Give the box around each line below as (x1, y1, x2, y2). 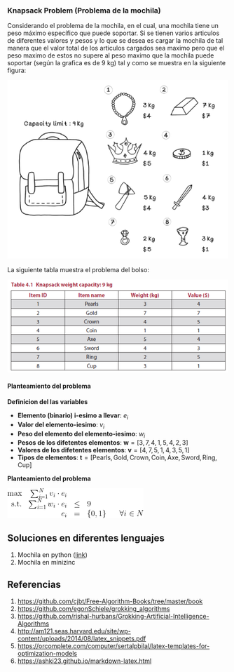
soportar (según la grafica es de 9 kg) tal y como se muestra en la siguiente (7, 59, 226, 67)
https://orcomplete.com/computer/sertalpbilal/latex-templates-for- (17, 642, 210, 650)
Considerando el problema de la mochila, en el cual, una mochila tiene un (7, 22, 219, 30)
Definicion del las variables (7, 398, 88, 406)
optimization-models (17, 650, 78, 658)
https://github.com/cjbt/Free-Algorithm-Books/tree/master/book (17, 597, 203, 605)
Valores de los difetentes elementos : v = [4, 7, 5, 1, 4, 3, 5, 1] (17, 446, 190, 455)
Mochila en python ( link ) (17, 551, 88, 559)
